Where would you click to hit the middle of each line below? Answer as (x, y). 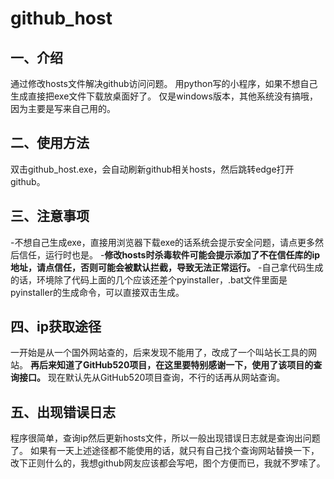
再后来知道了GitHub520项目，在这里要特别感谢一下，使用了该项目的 (171, 365)
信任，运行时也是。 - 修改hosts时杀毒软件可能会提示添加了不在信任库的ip (169, 254)
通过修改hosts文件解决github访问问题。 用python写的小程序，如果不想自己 (164, 83)
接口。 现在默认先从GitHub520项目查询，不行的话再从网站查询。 (152, 378)
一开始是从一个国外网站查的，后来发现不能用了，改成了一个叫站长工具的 (159, 353)
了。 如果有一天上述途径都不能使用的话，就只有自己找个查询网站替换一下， (165, 451)
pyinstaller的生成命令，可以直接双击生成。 (97, 292)
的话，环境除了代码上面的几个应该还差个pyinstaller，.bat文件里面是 (149, 279)
